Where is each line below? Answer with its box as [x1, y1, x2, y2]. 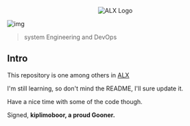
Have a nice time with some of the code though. [7, 97, 143, 105]
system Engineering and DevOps [23, 33, 117, 41]
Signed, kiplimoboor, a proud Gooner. [7, 110, 115, 119]
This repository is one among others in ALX [7, 71, 130, 79]
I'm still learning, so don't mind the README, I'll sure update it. [7, 84, 184, 92]
